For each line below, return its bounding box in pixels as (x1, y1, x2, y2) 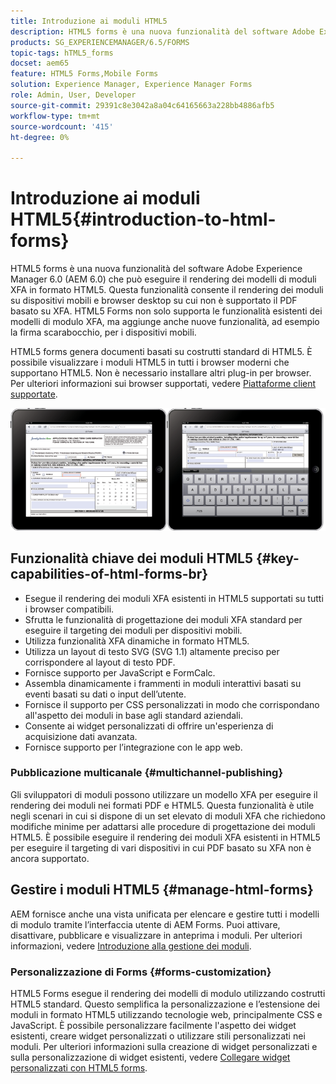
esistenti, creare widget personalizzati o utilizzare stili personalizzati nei (10, 1030, 306, 1042)
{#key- (255, 550, 300, 567)
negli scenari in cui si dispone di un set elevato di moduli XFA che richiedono (10, 810, 327, 822)
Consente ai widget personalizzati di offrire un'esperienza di (24, 720, 274, 732)
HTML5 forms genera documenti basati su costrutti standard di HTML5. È (10, 346, 313, 358)
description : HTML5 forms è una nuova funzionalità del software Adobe (10, 26, 315, 37)
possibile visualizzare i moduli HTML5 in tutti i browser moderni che (10, 356, 290, 369)
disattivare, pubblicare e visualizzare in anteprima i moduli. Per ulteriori (10, 929, 303, 941)
